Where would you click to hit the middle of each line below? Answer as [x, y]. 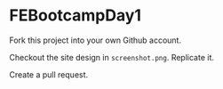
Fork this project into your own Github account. [96, 40]
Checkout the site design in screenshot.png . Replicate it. [112, 57]
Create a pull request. [49, 74]
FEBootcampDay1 [76, 16]
